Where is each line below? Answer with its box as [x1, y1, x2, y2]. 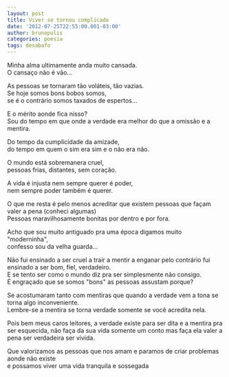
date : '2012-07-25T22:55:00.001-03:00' [7, 23, 122, 30]
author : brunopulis [7, 29, 63, 37]
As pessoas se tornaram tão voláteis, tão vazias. [7, 82, 144, 90]
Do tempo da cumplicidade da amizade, [7, 138, 120, 145]
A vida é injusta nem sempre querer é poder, [7, 179, 133, 187]
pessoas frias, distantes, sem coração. [7, 166, 117, 174]
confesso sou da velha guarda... [7, 243, 98, 250]
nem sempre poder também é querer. [7, 187, 113, 194]
